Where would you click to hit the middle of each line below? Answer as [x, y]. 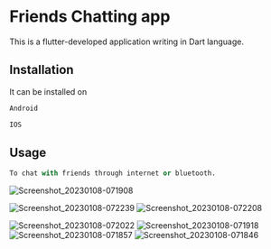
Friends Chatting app [90, 17]
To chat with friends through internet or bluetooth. [113, 173]
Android [24, 108]
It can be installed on [48, 91]
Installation [42, 70]
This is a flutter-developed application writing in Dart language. [126, 41]
